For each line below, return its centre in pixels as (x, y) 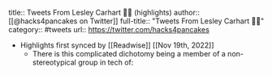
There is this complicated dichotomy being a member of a (129, 54)
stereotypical (54, 62)
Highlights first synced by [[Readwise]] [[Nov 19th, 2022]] (117, 45)
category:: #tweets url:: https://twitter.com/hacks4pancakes (109, 29)
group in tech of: (106, 62)
